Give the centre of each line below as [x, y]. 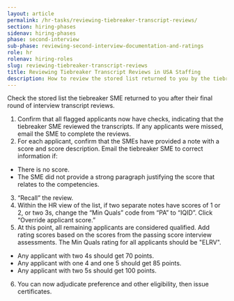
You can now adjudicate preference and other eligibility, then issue [113, 284]
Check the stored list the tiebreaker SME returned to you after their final [110, 98]
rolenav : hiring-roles [40, 59]
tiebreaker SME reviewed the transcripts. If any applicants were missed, [120, 127]
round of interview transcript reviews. [61, 106]
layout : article [31, 14]
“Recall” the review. [45, 198]
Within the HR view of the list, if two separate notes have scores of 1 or [119, 206]
